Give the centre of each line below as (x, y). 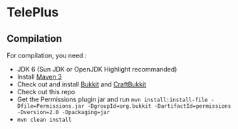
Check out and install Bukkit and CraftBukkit (82, 84)
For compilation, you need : (47, 55)
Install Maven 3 (39, 77)
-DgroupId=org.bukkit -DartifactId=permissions (159, 106)
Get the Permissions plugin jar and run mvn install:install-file (112, 99)
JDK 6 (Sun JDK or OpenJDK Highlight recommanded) (97, 69)
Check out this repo (46, 92)
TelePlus (33, 12)
